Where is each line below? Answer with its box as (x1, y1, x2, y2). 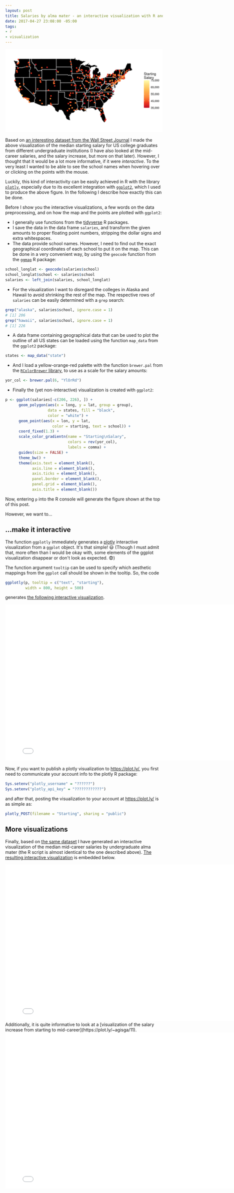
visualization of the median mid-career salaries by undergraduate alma (5, 844, 151, 850)
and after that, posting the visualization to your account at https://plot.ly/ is (5, 796, 159, 802)
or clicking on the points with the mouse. (5, 169, 89, 175)
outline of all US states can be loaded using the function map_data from (12, 338, 158, 344)
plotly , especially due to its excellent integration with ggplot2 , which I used (5, 184, 161, 190)
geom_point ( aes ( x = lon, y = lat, (18, 418, 91, 423)
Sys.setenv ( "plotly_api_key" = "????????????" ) (5, 787, 106, 792)
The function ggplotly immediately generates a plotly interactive (5, 538, 138, 545)
